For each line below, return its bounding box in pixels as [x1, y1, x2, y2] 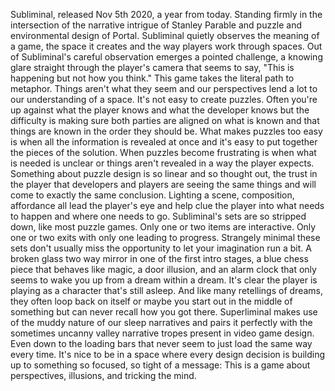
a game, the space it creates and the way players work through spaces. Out [10, 40, 323, 52]
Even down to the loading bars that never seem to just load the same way [10, 338, 313, 349]
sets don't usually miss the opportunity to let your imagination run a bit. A [10, 242, 312, 254]
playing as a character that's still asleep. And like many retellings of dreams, [10, 285, 323, 296]
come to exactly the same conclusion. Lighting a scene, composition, [10, 189, 295, 201]
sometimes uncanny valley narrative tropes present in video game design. [10, 327, 315, 339]
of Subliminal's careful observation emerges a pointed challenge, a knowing [10, 51, 323, 63]
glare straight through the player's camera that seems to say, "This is [10, 62, 295, 73]
